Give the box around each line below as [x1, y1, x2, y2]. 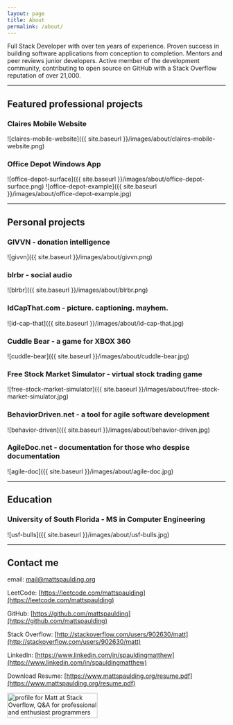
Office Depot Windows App [7, 159, 102, 168]
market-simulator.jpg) [7, 392, 69, 401]
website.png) [7, 142, 45, 150]
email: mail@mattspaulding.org [7, 575, 96, 584]
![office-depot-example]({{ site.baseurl [45, 182, 157, 191]
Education [7, 493, 53, 506]
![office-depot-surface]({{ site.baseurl [7, 175, 116, 184]
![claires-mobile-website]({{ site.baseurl [7, 134, 122, 143]
